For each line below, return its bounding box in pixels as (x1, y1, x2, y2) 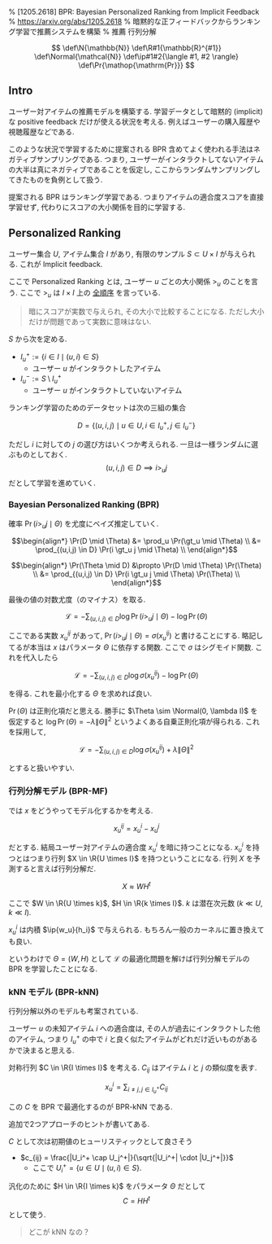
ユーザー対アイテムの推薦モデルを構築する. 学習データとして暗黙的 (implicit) (8, 106, 263, 116)
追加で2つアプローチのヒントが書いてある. (8, 1119, 150, 1128)
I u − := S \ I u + (19, 372, 63, 386)
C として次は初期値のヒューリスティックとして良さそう (8, 1136, 193, 1146)
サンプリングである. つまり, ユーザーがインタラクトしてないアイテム (36, 154, 264, 164)
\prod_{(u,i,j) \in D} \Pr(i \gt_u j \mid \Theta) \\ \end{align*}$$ (35, 545, 238, 554)
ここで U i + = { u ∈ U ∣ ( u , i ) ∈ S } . (32, 1161, 142, 1175)
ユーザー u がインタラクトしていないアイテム (32, 386, 183, 396)
